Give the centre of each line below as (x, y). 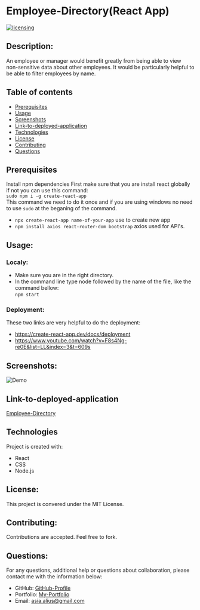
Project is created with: (35, 446)
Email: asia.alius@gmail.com (50, 601)
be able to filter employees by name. (51, 73)
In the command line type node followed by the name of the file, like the (103, 281)
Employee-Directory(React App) (88, 11)
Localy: (17, 262)
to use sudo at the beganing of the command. (62, 209)
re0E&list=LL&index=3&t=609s (53, 347)
